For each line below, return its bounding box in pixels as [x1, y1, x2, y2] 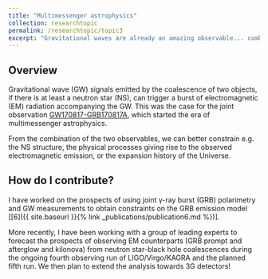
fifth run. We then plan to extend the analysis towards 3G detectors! [8, 261, 231, 271]
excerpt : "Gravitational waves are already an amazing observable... [8, 33, 245, 42]
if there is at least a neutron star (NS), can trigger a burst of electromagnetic [8, 93, 259, 103]
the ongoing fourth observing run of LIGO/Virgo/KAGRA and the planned [8, 253, 246, 262]
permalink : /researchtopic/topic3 [8, 26, 124, 34]
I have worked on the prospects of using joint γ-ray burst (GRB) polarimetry [8, 195, 256, 204]
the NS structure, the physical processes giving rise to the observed [8, 143, 233, 152]
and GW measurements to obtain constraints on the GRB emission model [8, 203, 248, 213]
